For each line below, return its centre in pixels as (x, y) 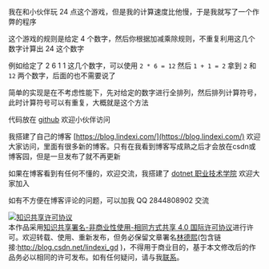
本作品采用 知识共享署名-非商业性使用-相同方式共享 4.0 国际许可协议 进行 (127, 227)
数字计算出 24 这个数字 (46, 49)
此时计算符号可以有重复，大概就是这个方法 (78, 103)
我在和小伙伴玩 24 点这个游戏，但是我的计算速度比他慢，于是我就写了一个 (130, 12)
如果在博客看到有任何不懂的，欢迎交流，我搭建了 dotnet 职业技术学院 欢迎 (131, 173)
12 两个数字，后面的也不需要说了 (62, 75)
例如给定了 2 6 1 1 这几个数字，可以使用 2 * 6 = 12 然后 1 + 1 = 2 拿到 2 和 (132, 65)
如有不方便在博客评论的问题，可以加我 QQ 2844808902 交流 (109, 200)
